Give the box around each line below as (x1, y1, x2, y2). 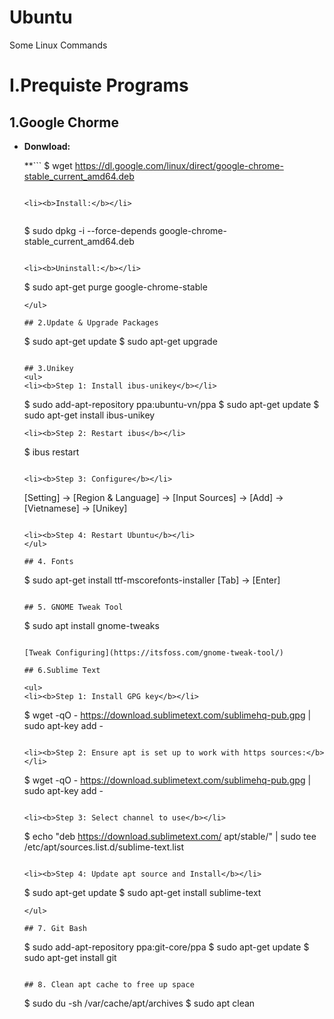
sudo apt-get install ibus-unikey (23, 409, 156, 421)
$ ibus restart (23, 446, 80, 458)
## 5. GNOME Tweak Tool (23, 602, 124, 612)
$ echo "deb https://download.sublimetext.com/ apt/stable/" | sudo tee (23, 830, 317, 842)
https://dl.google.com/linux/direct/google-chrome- (74, 159, 284, 171)
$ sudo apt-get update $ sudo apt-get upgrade (23, 335, 218, 347)
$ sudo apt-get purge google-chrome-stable (23, 281, 208, 293)
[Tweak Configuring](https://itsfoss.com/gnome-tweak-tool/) (23, 647, 285, 658)
